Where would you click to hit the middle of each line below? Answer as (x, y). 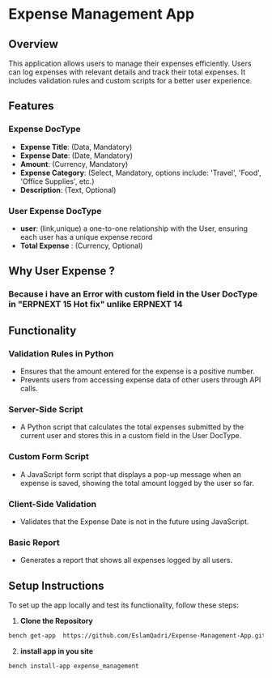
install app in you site (57, 651)
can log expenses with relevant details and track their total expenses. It (127, 72)
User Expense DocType (55, 211)
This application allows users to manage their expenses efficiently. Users (130, 63)
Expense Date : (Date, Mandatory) (76, 156)
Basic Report (34, 542)
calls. (29, 388)
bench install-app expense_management (74, 666)
